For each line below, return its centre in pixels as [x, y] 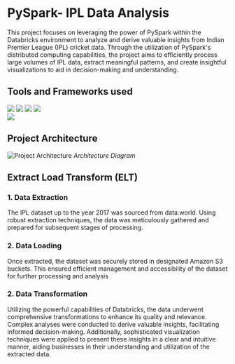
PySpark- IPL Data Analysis [88, 13]
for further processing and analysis [58, 276]
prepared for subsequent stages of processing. [75, 228]
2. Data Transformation [48, 294]
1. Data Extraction [38, 197]
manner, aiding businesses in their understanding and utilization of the [108, 346]
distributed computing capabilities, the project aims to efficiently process [113, 55]
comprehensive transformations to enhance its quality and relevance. [107, 316]
